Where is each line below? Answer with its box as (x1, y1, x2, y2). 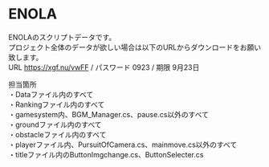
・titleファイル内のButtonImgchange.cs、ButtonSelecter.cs (8, 149, 204, 159)
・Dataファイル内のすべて (8, 89, 94, 99)
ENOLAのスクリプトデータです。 (8, 32, 116, 42)
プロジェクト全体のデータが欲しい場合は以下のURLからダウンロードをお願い (8, 42, 262, 52)
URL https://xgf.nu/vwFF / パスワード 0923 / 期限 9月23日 (8, 62, 200, 72)
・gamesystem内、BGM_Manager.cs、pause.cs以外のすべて (8, 109, 209, 119)
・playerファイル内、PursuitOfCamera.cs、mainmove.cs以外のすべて (8, 140, 238, 149)
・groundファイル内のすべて (8, 120, 102, 129)
